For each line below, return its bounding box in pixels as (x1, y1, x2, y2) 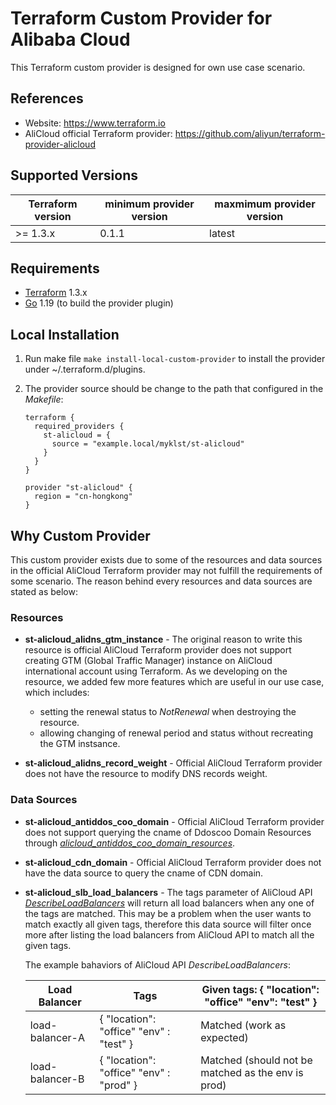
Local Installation (10, 326, 120, 343)
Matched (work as (200, 1018, 287, 1032)
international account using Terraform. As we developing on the (24, 665, 288, 677)
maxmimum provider (214, 197, 316, 211)
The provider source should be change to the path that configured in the (24, 383, 324, 395)
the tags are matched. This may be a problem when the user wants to (24, 907, 312, 919)
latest (209, 226, 236, 240)
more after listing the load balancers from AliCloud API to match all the (24, 928, 315, 941)
